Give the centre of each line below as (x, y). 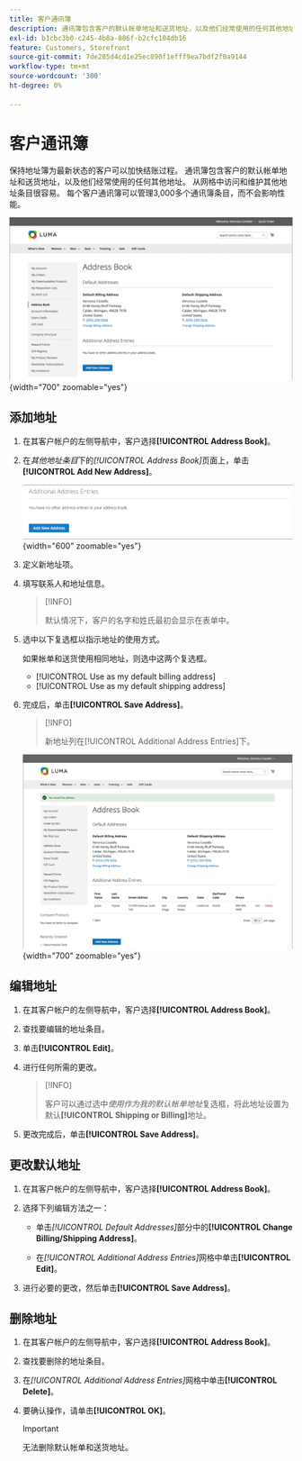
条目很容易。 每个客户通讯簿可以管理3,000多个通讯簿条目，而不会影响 (147, 193)
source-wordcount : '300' (56, 77)
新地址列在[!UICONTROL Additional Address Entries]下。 (150, 741)
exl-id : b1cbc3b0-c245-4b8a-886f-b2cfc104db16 (98, 38)
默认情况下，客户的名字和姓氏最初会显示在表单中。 (139, 621)
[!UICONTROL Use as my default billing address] (125, 676)
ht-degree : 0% (36, 86)
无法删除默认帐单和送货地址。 (77, 1447)
